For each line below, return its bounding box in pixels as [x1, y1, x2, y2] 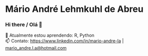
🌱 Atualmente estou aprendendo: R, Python [5, 32, 94, 38]
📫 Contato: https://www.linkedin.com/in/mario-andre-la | [5, 38, 124, 44]
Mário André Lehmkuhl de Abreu [5, 3, 144, 15]
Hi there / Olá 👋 [5, 21, 43, 28]
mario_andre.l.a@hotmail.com [5, 45, 67, 51]
